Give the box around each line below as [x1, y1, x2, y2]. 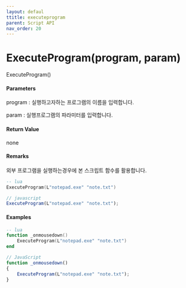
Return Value [6, 125, 39, 132]
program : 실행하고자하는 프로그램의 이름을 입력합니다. [6, 99, 135, 106]
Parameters [6, 84, 36, 92]
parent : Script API [6, 20, 55, 26]
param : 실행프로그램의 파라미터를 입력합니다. [6, 111, 113, 119]
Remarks [6, 153, 29, 160]
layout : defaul [6, 8, 44, 15]
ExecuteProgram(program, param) [6, 51, 181, 65]
